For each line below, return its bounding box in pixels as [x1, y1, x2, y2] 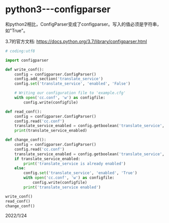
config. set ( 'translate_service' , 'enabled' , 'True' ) [23, 170, 138, 176]
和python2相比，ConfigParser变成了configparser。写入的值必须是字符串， [5, 21, 161, 27]
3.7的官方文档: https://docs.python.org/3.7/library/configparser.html [5, 38, 147, 44]
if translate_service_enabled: [14, 156, 81, 161]
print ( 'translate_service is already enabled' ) [23, 161, 126, 166]
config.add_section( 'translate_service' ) [14, 77, 103, 82]
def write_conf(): [5, 67, 44, 72]
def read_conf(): [5, 109, 42, 114]
